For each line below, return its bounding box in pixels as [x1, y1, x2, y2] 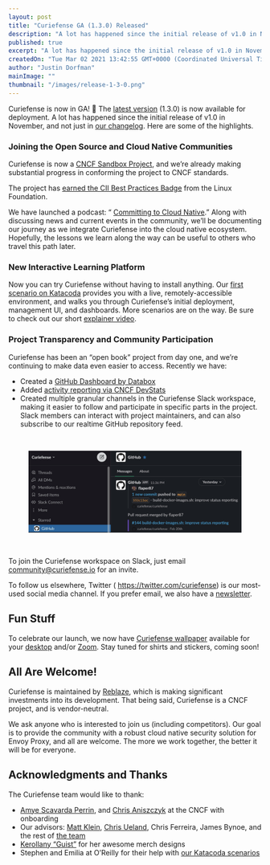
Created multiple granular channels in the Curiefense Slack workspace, [19, 394, 256, 403]
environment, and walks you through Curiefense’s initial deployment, [8, 297, 235, 307]
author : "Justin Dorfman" [8, 64, 95, 72]
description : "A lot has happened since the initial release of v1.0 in [8, 30, 257, 38]
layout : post [8, 13, 52, 21]
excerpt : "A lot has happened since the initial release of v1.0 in [8, 47, 243, 55]
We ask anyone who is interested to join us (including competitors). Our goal [8, 719, 261, 728]
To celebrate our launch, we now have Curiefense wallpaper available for [8, 633, 251, 643]
